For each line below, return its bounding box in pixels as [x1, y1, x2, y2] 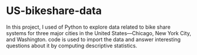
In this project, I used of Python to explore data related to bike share [6, 23, 171, 30]
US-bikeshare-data [6, 4, 102, 18]
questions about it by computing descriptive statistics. [6, 42, 138, 49]
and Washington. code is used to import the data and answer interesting [6, 36, 181, 43]
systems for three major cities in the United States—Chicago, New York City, [6, 29, 191, 36]
